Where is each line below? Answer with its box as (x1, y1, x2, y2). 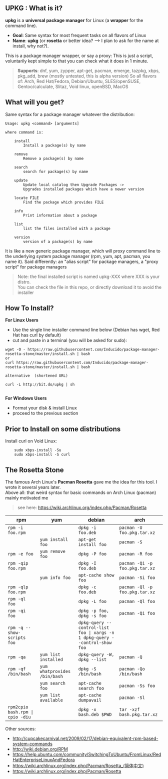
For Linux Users (5, 317, 38, 323)
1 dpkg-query (78, 635, 109, 640)
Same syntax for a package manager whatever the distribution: (5, 111, 135, 117)
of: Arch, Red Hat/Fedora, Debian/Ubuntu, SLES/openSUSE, (17, 78, 141, 84)
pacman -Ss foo (119, 683, 155, 689)
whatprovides (39, 668, 71, 674)
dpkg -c (78, 584, 96, 590)
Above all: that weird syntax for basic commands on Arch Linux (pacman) (5, 489, 156, 495)
